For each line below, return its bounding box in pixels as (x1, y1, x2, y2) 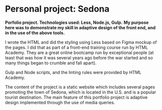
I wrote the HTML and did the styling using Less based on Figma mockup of (5, 39, 157, 45)
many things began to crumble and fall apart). (5, 60, 97, 66)
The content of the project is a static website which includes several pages (5, 84, 155, 90)
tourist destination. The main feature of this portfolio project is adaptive (5, 94, 148, 100)
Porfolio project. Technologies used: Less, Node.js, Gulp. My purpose (5, 19, 149, 25)
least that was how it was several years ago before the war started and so (5, 55, 153, 60)
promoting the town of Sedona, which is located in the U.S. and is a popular (5, 89, 157, 95)
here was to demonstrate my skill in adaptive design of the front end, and (5, 24, 156, 30)
